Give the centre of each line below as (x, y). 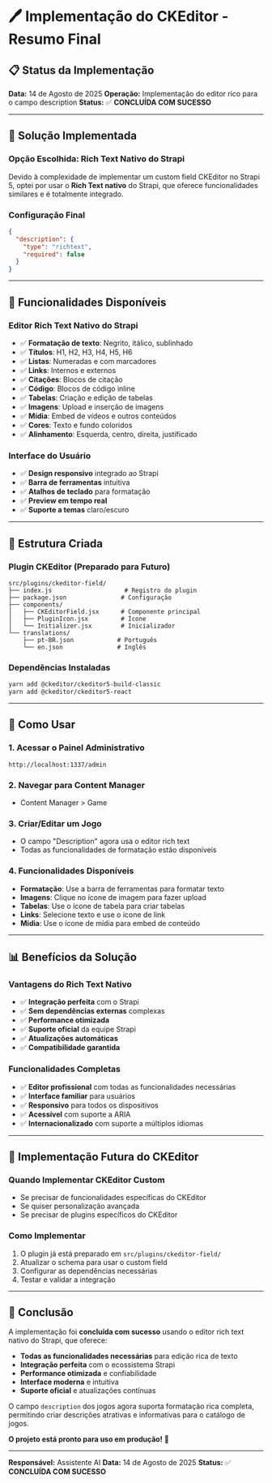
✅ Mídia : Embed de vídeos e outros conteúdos (98, 416)
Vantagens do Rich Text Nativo (70, 984)
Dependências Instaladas (59, 667)
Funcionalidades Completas (65, 1069)
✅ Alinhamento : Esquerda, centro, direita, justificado (108, 434)
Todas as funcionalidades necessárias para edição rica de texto (129, 1357)
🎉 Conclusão (41, 1312)
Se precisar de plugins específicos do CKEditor (99, 1215)
